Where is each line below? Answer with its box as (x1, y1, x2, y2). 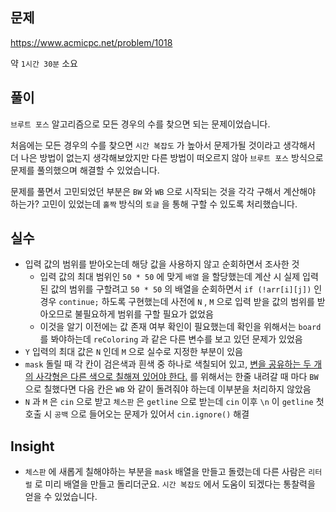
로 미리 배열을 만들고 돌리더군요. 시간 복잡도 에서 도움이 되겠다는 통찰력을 (34, 478, 316, 490)
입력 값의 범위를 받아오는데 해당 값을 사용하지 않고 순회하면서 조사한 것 (24, 258, 300, 270)
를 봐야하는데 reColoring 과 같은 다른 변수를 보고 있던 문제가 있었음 (39, 333, 303, 345)
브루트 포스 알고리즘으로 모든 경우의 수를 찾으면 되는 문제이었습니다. (10, 118, 271, 130)
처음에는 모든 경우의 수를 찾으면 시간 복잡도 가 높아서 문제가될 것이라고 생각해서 (10, 139, 316, 151)
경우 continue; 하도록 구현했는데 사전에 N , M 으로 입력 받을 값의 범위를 (39, 296, 315, 308)
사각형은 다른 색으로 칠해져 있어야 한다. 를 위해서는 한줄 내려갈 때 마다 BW (35, 371, 319, 383)
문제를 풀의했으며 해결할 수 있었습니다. (10, 164, 160, 176)
